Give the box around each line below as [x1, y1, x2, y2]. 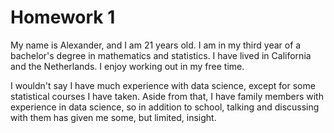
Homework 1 [10, 6, 116, 29]
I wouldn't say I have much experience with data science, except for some [10, 79, 316, 91]
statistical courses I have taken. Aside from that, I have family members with [10, 90, 324, 102]
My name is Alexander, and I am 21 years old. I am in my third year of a [10, 39, 302, 51]
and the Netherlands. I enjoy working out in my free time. [10, 60, 245, 72]
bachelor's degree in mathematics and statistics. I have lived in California [10, 49, 312, 61]
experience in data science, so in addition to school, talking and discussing [10, 101, 320, 113]
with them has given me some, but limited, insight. [10, 111, 217, 123]
